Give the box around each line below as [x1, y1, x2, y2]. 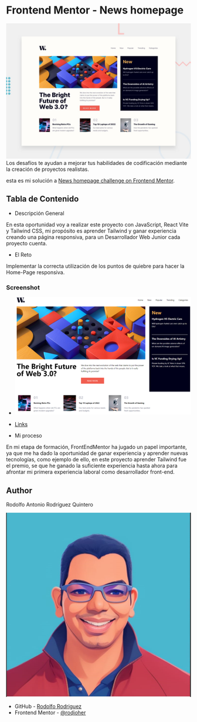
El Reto [14, 251, 32, 258]
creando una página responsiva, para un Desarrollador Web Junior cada [6, 233, 181, 241]
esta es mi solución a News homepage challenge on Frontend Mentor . [6, 177, 175, 184]
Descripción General [14, 210, 64, 217]
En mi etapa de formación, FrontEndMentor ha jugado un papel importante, [6, 444, 188, 451]
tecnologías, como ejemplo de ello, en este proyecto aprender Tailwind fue [6, 456, 186, 463]
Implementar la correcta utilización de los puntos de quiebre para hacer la [6, 262, 185, 269]
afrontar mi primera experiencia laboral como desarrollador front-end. [6, 468, 175, 475]
